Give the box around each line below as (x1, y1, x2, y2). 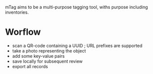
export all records (12, 63, 48, 69)
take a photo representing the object (12, 48, 86, 53)
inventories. (5, 9, 29, 15)
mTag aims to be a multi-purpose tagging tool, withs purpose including (5, 4, 148, 10)
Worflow (5, 26, 41, 38)
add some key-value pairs (12, 53, 65, 59)
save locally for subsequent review (12, 58, 83, 64)
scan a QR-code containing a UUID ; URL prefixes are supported (12, 43, 143, 49)
